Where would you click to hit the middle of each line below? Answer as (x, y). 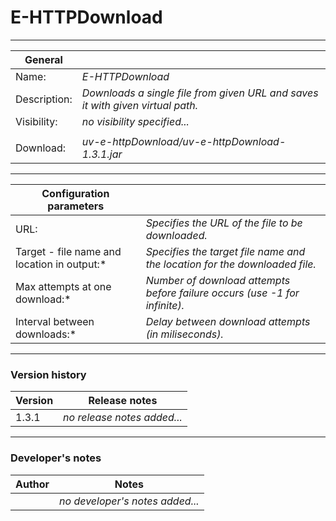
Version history (48, 374)
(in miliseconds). (184, 334)
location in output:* (61, 264)
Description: (44, 99)
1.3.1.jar (102, 154)
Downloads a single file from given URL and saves (200, 93)
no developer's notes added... (129, 501)
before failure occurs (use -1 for (222, 293)
